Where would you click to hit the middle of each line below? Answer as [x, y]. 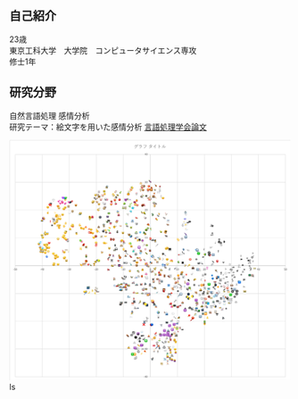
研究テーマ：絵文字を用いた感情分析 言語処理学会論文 [108, 127]
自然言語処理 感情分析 [50, 115]
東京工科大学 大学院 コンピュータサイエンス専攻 [103, 50]
